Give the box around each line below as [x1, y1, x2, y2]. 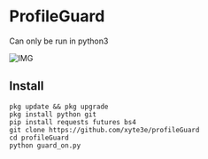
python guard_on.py [9, 140, 81, 150]
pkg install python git [9, 109, 97, 119]
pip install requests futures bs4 [9, 117, 137, 126]
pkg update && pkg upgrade [9, 102, 109, 111]
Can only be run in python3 [9, 36, 109, 46]
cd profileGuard [9, 133, 69, 142]
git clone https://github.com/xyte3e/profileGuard [9, 125, 200, 134]
